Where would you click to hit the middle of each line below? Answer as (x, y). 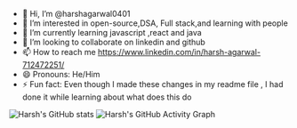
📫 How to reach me (59, 52)
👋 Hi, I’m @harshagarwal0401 (76, 14)
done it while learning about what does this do (107, 97)
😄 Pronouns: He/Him (61, 74)
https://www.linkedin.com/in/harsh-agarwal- (179, 52)
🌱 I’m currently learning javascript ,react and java (112, 32)
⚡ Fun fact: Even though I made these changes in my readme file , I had (153, 84)
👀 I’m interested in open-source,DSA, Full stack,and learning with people (155, 23)
